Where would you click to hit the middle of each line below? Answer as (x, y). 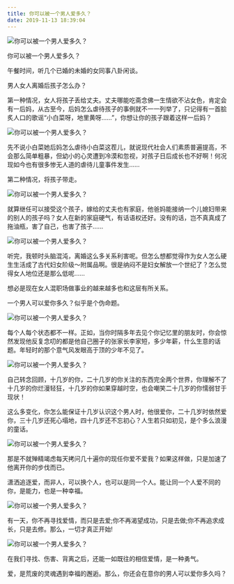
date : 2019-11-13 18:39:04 (46, 20)
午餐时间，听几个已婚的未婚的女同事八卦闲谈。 (74, 70)
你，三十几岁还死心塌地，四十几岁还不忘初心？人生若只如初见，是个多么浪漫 (117, 420)
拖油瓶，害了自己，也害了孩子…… (55, 226)
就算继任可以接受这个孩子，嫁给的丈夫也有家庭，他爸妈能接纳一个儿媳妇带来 (117, 209)
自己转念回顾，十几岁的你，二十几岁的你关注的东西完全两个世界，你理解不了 (117, 379)
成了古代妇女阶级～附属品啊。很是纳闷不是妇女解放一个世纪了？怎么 (123, 265)
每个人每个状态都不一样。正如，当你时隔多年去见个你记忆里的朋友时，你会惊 (117, 332)
